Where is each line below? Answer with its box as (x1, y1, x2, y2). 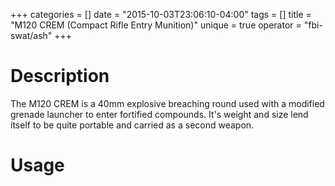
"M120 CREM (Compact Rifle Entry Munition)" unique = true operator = (10, 19, 302, 31)
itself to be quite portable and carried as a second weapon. (10, 119, 255, 131)
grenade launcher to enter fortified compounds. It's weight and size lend (10, 108, 309, 120)
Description (10, 65, 110, 88)
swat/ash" (10, 30, 53, 41)
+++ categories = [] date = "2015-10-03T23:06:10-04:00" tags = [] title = (10, 9, 312, 20)
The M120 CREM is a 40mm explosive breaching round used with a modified (10, 97, 325, 109)
